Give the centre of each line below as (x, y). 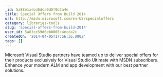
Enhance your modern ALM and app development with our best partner (77, 65)
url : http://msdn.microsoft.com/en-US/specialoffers (60, 18)
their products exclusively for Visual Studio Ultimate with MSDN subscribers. (82, 60)
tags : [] (14, 41)
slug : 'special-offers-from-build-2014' (47, 28)
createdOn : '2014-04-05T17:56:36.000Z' (45, 37)
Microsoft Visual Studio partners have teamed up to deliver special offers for (82, 55)
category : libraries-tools (32, 23)
